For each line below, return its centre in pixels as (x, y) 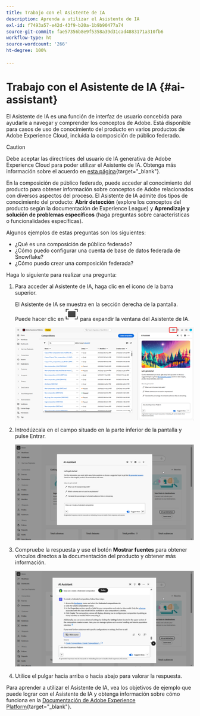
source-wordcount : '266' (37, 44)
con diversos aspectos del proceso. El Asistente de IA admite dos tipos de (97, 195)
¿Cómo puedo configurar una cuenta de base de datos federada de (97, 250)
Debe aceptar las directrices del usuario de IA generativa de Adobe (89, 158)
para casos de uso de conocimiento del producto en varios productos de (96, 129)
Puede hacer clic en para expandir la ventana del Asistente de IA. (102, 319)
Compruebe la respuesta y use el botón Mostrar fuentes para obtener (101, 549)
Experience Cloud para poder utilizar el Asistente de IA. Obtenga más (91, 165)
